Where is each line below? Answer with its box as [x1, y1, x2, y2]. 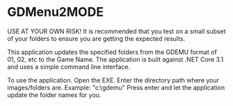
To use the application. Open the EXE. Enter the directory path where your [7, 76, 220, 84]
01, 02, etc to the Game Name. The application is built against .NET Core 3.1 [7, 55, 224, 63]
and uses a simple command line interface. [7, 62, 131, 71]
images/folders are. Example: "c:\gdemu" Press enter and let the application [7, 83, 225, 91]
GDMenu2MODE [7, 4, 104, 20]
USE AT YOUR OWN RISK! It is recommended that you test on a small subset [7, 27, 226, 35]
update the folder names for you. [7, 91, 102, 99]
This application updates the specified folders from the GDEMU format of [7, 48, 217, 56]
